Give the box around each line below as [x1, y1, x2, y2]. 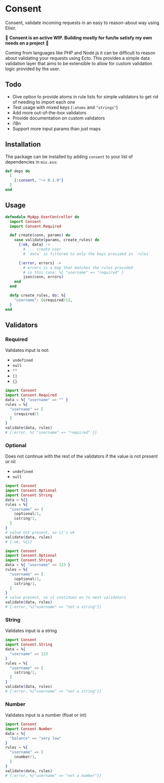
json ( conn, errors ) [23, 275, 64, 280]
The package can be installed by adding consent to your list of [5, 154, 133, 160]
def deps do [5, 169, 30, 174]
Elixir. [5, 25, 16, 31]
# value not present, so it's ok [5, 530, 75, 535]
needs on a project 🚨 [5, 40, 49, 46]
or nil [5, 459, 16, 465]
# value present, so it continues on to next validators [5, 595, 126, 600]
